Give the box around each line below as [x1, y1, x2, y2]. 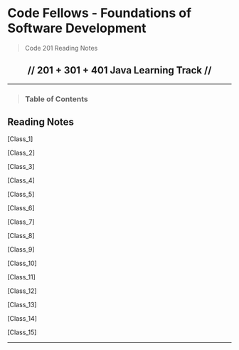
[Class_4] [7, 176, 36, 185]
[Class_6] [7, 204, 35, 212]
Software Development [7, 20, 147, 36]
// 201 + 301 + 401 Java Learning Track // [27, 64, 212, 76]
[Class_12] [7, 287, 37, 295]
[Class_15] [7, 328, 37, 336]
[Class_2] [7, 148, 36, 158]
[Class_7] [7, 217, 35, 226]
